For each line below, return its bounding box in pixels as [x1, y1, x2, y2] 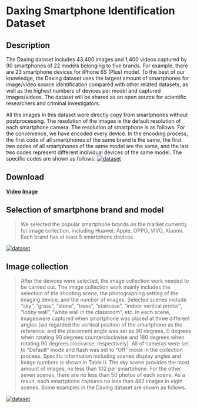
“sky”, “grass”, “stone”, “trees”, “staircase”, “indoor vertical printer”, [20, 302, 183, 309]
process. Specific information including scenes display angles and [20, 352, 181, 360]
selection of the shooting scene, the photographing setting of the [20, 290, 179, 297]
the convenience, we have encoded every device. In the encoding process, [6, 130, 188, 137]
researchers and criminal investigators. [6, 100, 101, 107]
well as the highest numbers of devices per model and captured [6, 87, 161, 94]
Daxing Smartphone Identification [6, 4, 175, 18]
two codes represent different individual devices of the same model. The [6, 149, 182, 156]
